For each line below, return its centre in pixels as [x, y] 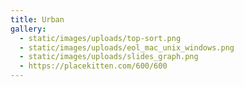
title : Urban [37, 19]
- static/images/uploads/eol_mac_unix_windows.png [127, 47]
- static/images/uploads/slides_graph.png [109, 57]
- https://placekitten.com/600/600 [93, 66]
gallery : [28, 29]
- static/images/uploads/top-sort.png [100, 38]
